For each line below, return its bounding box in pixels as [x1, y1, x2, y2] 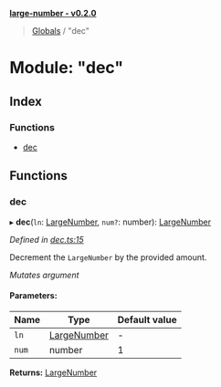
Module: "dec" [9, 58, 124, 78]
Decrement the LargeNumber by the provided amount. [9, 251, 207, 263]
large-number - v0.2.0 [9, 8, 97, 18]
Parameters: [9, 290, 58, 301]
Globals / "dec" [31, 26, 89, 36]
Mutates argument [9, 269, 79, 280]
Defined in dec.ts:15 [9, 234, 84, 245]
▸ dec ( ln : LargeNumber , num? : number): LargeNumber [9, 216, 212, 227]
